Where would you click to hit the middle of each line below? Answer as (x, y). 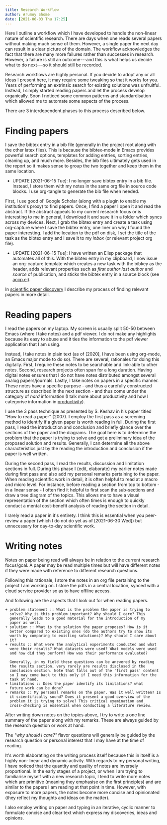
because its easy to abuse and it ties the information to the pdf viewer (77, 339)
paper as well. (25, 623)
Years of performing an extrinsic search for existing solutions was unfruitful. (83, 85)
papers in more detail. (28, 295)
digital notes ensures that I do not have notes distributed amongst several (80, 375)
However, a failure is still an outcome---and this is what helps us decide (79, 60)
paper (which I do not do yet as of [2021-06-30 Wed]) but (83, 521)
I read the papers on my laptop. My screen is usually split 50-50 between (80, 329)
